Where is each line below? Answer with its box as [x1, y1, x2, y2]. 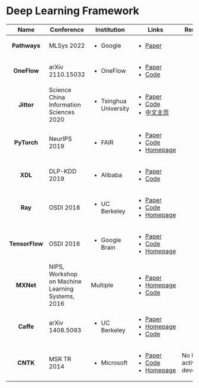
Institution [95, 25, 126, 34]
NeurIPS [49, 134, 72, 143]
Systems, [49, 292, 75, 300]
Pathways [11, 41, 40, 50]
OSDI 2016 [49, 240, 81, 248]
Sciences [49, 108, 75, 116]
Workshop [49, 270, 78, 278]
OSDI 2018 [49, 203, 81, 211]
